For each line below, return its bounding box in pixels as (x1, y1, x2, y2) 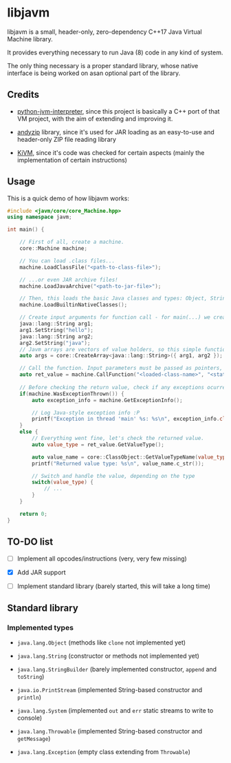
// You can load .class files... (19, 257, 115, 264)
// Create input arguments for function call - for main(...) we (19, 314, 211, 321)
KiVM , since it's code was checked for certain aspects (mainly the (16, 148, 205, 156)
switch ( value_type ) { (32, 479, 94, 486)
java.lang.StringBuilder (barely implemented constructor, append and (16, 665, 217, 673)
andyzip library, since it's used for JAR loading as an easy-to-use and (16, 127, 214, 136)
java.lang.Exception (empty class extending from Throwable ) (16, 748, 191, 756)
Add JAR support (16, 568, 67, 576)
